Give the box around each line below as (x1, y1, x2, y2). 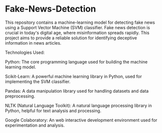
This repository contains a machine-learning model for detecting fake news (5, 19, 155, 25)
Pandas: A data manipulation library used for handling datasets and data (5, 88, 149, 94)
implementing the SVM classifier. (5, 79, 71, 84)
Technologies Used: (5, 50, 45, 55)
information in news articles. (5, 40, 61, 46)
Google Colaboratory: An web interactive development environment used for (5, 117, 158, 123)
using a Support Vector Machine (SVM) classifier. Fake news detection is (5, 24, 150, 30)
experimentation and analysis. (5, 122, 65, 128)
